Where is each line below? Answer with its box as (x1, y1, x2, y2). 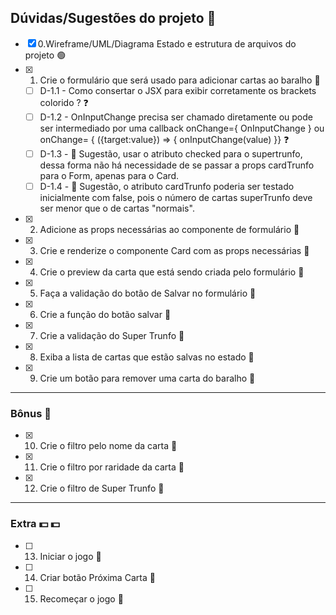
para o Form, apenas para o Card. (39, 170, 180, 181)
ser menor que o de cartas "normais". (39, 202, 195, 215)
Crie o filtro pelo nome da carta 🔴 (39, 440, 178, 452)
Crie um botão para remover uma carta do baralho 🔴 (39, 372, 256, 385)
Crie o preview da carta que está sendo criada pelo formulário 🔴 (39, 266, 305, 278)
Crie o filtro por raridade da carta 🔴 (39, 461, 185, 473)
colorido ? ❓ (39, 96, 89, 108)
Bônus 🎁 (10, 406, 52, 420)
